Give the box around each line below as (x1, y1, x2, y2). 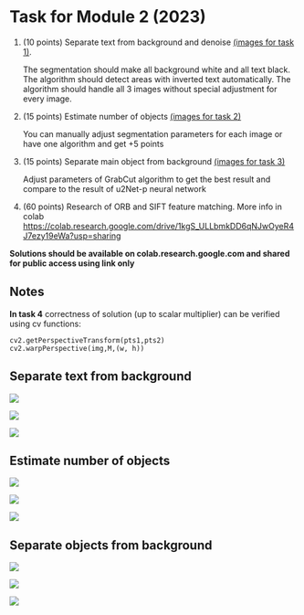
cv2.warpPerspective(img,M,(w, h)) (9, 344, 145, 353)
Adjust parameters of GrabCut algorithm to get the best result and (22, 174, 271, 185)
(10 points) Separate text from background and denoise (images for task (22, 37, 295, 48)
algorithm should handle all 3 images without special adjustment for (22, 83, 278, 94)
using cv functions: (9, 318, 82, 329)
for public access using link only (9, 258, 135, 269)
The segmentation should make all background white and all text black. (22, 64, 290, 75)
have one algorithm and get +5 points (22, 138, 164, 149)
